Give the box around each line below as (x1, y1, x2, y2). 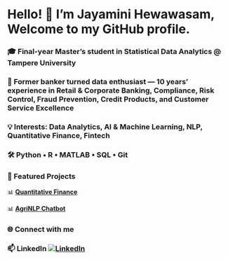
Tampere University (7, 58, 76, 68)
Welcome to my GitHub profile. (7, 21, 191, 37)
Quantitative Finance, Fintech (7, 130, 110, 140)
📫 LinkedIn (7, 244, 47, 254)
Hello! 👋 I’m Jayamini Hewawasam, (7, 6, 215, 22)
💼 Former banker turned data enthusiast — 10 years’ (7, 77, 189, 87)
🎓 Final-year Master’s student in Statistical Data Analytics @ (7, 47, 222, 57)
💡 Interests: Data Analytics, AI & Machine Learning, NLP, (7, 122, 203, 132)
